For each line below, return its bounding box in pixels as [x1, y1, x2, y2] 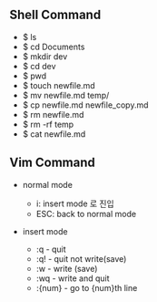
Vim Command [9, 155, 95, 171]
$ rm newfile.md [22, 109, 84, 120]
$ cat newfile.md [22, 128, 86, 140]
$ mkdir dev [22, 50, 68, 62]
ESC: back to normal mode [35, 208, 137, 219]
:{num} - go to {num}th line [35, 282, 138, 293]
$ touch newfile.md [22, 79, 95, 90]
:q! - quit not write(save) [35, 253, 127, 264]
